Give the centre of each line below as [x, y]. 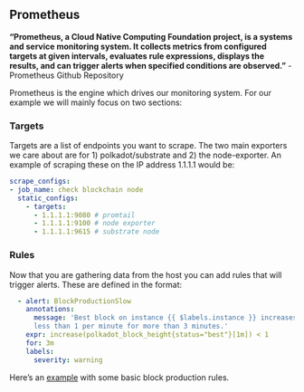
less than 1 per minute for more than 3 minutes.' [131, 326]
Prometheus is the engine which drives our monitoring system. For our [141, 92]
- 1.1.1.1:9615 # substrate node [96, 232]
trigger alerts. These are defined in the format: [96, 284]
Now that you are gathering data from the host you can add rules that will [146, 274]
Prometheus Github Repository [66, 75]
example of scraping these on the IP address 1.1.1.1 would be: [122, 165]
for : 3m [40, 343]
